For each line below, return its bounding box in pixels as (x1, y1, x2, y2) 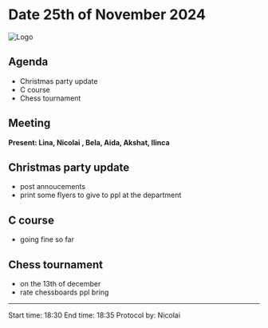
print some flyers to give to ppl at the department (19, 190, 182, 200)
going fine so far (19, 235, 74, 244)
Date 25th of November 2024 (8, 6, 206, 24)
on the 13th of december (19, 279, 101, 288)
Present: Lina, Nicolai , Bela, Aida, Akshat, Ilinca (8, 137, 170, 147)
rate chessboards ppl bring (19, 287, 109, 297)
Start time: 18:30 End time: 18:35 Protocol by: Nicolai (8, 310, 181, 320)
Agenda (8, 55, 49, 69)
